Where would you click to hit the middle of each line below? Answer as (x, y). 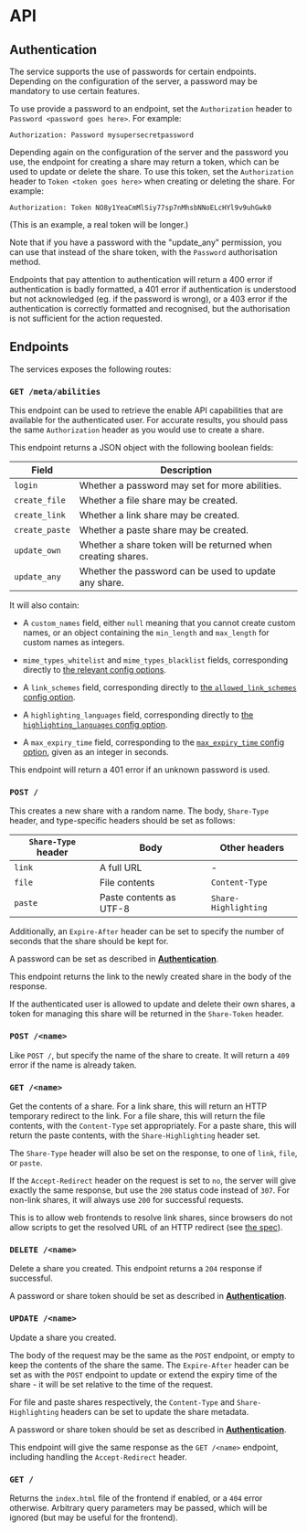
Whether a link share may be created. (159, 516)
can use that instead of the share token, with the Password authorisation (144, 252)
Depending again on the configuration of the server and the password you (149, 152)
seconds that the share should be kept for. (89, 942)
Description (186, 470)
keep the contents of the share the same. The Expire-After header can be (149, 1365)
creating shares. (114, 557)
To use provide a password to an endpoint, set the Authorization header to (151, 109)
